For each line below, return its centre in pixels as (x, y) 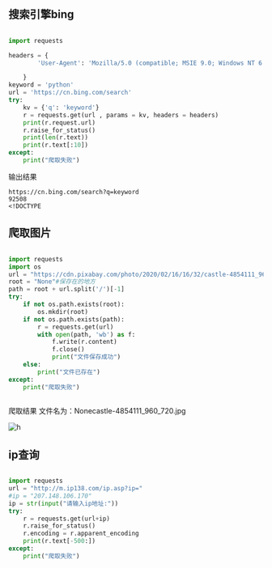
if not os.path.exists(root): (74, 304)
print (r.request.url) (59, 123)
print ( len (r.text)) (56, 138)
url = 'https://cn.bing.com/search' (70, 93)
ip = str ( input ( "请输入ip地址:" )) (64, 503)
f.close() (68, 350)
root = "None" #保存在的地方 (52, 282)
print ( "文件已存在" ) (69, 372)
